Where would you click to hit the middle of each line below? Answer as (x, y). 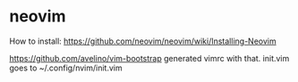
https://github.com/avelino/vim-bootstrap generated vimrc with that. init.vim (149, 58)
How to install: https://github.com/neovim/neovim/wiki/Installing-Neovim (143, 41)
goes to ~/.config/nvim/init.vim (66, 68)
